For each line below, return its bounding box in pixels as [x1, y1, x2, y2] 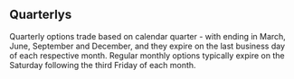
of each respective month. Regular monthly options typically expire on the [9, 49, 285, 61]
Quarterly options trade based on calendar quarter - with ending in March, [9, 31, 287, 41]
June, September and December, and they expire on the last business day [9, 40, 286, 51]
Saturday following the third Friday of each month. [9, 59, 196, 70]
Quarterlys [9, 7, 72, 22]
